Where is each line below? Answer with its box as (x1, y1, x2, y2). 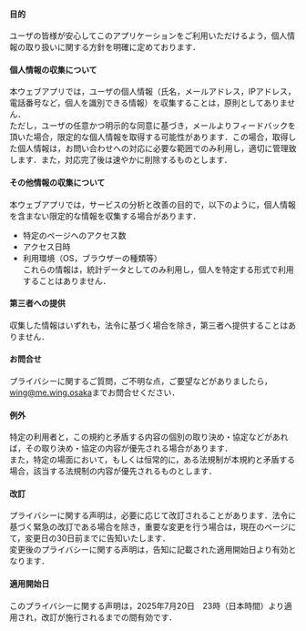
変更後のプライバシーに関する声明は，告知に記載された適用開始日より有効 (9, 544, 289, 555)
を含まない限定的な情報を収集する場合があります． (9, 210, 201, 221)
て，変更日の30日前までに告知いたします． (9, 533, 170, 544)
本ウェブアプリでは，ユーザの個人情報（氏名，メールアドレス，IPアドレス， (9, 87, 296, 97)
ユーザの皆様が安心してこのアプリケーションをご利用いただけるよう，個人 (9, 30, 288, 41)
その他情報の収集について (9, 178, 106, 188)
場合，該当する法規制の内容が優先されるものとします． (9, 465, 217, 477)
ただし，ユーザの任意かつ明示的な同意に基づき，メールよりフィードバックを (9, 120, 296, 131)
